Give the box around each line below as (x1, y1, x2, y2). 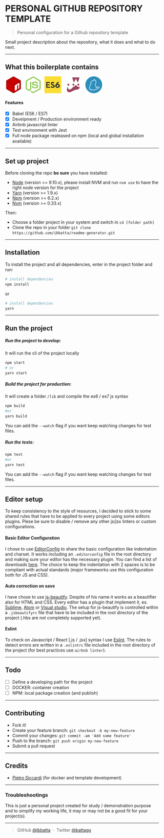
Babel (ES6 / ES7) (12, 111, 48, 116)
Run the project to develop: (5, 338, 61, 344)
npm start (5, 360, 25, 365)
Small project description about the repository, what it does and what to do (5, 39, 156, 45)
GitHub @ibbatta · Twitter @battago (17, 827, 91, 833)
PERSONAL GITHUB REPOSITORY (5, 3, 143, 14)
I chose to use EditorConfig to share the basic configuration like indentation (5, 546, 157, 552)
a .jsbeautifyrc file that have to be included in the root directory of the (5, 609, 148, 615)
